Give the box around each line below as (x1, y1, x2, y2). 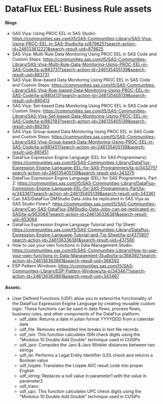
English (19, 368, 35, 373)
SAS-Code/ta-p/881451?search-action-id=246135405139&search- (12, 144, 146, 150)
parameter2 (19, 378, 43, 384)
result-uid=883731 (12, 72, 50, 78)
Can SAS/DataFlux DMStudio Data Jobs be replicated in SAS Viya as (12, 196, 149, 202)
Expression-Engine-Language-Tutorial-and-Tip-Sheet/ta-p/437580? (12, 232, 149, 238)
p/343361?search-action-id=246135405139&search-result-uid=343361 (12, 191, 156, 196)
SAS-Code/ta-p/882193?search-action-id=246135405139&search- (12, 118, 147, 124)
